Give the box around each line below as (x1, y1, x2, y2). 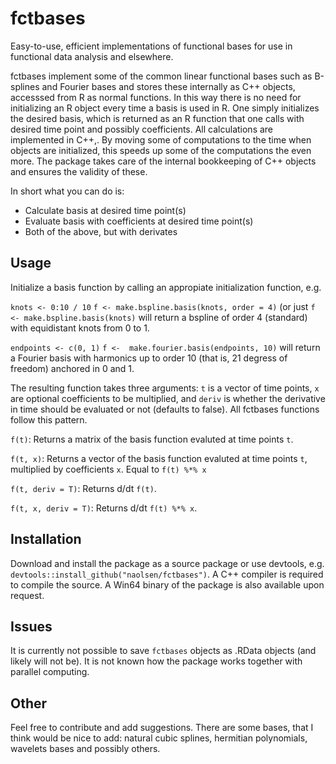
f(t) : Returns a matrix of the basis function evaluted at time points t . (10, 433, 294, 445)
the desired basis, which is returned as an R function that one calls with (10, 112, 305, 124)
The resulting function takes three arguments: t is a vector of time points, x (10, 382, 320, 394)
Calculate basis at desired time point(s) (24, 204, 187, 216)
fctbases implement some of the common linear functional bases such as (10, 70, 313, 82)
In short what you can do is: (10, 185, 125, 197)
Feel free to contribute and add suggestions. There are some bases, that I (10, 722, 314, 734)
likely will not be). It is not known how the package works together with (10, 655, 303, 667)
